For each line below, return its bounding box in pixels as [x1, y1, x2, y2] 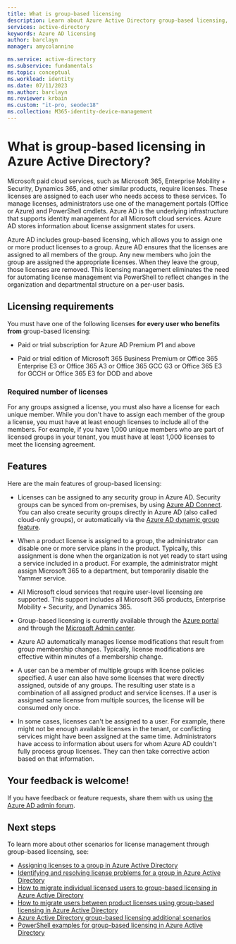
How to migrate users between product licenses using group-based [17, 899, 215, 907]
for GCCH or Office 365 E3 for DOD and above [17, 369, 153, 378]
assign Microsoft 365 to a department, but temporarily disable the [17, 566, 209, 575]
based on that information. [17, 754, 95, 763]
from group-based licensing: [7, 327, 92, 335]
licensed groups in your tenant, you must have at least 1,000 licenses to [7, 433, 215, 441]
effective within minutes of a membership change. [17, 652, 163, 661]
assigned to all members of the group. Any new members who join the [7, 250, 211, 259]
